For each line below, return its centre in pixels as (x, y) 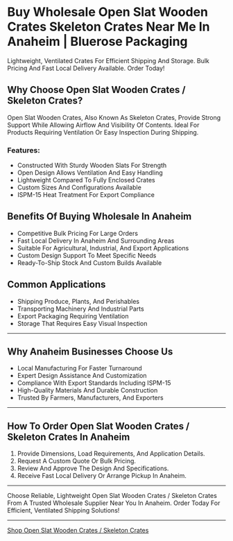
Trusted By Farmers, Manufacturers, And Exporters (90, 398)
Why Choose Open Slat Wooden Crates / (96, 90)
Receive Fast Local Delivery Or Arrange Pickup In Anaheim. (102, 476)
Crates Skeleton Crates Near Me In (109, 27)
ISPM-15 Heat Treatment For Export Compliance (86, 195)
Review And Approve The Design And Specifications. (93, 468)
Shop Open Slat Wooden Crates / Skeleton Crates (78, 531)
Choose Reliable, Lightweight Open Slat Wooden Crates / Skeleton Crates (112, 496)
